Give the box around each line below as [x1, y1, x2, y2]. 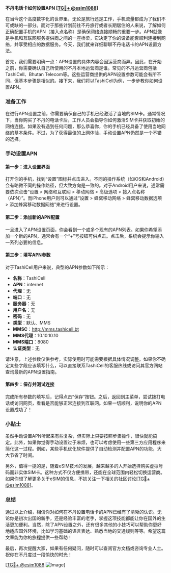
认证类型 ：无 [12, 345, 40, 351]
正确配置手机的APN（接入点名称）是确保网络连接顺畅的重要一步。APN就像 [5, 29, 162, 35]
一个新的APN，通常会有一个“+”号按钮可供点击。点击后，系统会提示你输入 [9, 233, 164, 239]
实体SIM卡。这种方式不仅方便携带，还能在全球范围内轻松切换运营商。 [18, 469, 165, 476]
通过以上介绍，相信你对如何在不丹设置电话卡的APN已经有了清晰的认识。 [5, 509, 158, 515]
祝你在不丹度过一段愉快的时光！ [5, 551, 72, 558]
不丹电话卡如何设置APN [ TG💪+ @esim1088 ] [5, 5, 98, 11]
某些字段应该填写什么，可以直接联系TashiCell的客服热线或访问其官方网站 [9, 362, 163, 368]
